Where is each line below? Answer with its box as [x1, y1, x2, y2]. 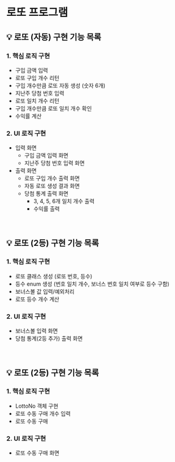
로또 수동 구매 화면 [15, 449, 60, 457]
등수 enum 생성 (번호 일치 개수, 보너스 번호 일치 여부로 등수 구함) [15, 280, 170, 287]
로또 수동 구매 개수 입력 [15, 410, 71, 417]
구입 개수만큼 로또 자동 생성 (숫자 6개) [15, 82, 105, 89]
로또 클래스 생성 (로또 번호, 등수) [15, 272, 93, 280]
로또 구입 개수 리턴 [15, 74, 60, 81]
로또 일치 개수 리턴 [15, 97, 60, 104]
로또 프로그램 [6, 5, 68, 20]
